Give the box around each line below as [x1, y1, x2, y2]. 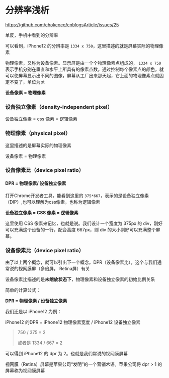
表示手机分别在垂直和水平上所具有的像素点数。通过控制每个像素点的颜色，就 [5, 66, 164, 72]
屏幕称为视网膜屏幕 [5, 367, 45, 373]
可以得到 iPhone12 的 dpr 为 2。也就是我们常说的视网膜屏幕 [5, 350, 128, 356]
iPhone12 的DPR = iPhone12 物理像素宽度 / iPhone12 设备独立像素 [5, 319, 141, 325]
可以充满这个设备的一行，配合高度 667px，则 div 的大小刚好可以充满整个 [5, 226, 156, 232]
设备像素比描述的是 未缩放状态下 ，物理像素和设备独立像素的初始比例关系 [5, 276, 155, 282]
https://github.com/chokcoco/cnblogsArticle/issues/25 [5, 21, 119, 28]
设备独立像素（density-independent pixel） [5, 103, 113, 110]
